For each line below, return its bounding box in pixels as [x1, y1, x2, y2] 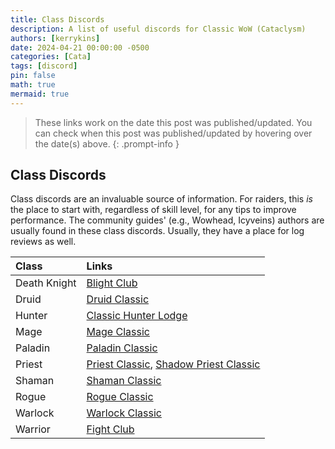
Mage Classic [86, 325, 150, 339]
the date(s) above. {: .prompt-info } [34, 137, 180, 150]
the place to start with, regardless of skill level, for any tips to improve [10, 204, 297, 216]
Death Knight [15, 276, 77, 290]
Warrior [15, 422, 51, 436]
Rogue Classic [86, 390, 154, 404]
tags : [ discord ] [10, 61, 78, 71]
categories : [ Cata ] [10, 52, 92, 62]
